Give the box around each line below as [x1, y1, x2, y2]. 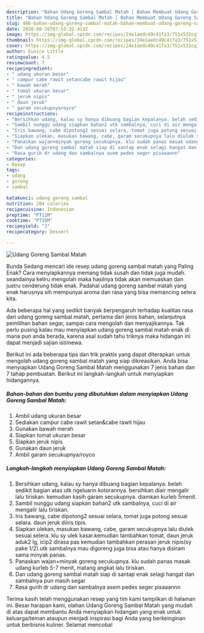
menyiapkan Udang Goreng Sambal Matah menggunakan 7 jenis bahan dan [6, 363, 195, 371]
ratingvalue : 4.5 [6, 54, 50, 60]
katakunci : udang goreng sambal [6, 195, 88, 201]
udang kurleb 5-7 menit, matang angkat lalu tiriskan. [15, 564, 146, 571]
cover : [6, 43, 23, 49]
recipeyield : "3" [6, 223, 50, 230]
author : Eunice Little [6, 49, 64, 55]
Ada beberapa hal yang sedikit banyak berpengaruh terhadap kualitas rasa [6, 306, 193, 313]
